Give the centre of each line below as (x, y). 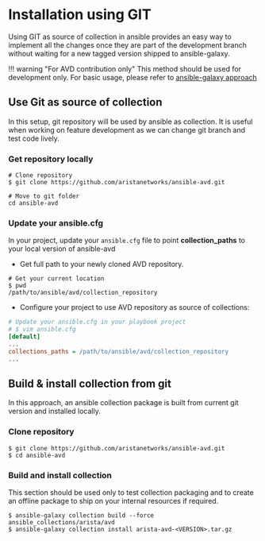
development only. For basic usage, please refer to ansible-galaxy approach (133, 77)
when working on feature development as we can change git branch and (127, 129)
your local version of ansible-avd (62, 249)
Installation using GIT (80, 15)
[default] (25, 337)
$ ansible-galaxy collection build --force (81, 516)
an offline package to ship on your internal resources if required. (113, 501)
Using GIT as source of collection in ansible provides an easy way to (120, 37)
